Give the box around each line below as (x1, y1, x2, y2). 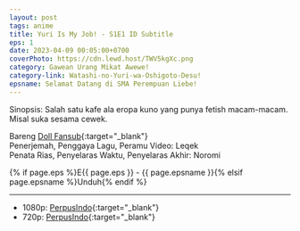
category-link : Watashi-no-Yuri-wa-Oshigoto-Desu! (9, 71, 202, 80)
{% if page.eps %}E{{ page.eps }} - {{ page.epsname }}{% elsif (9, 167, 244, 177)
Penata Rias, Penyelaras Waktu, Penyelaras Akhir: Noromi (9, 149, 221, 161)
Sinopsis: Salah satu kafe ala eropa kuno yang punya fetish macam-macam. (9, 103, 288, 114)
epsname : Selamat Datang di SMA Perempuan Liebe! (9, 79, 198, 88)
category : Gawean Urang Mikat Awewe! (9, 63, 150, 72)
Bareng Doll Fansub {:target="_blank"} (9, 130, 149, 141)
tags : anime (9, 21, 54, 30)
